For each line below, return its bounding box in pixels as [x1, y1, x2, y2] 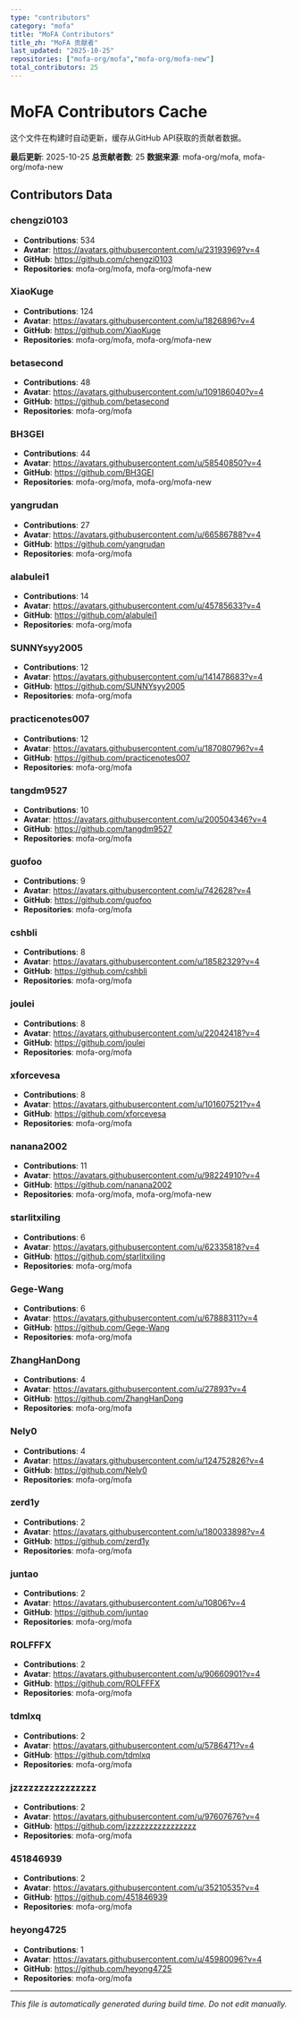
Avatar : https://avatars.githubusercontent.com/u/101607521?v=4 [22, 1099, 262, 1110]
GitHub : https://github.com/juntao [22, 1607, 149, 1618]
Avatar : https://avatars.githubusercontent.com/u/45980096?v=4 [22, 1954, 263, 1964]
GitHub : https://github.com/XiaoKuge [22, 324, 162, 336]
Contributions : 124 [22, 305, 94, 316]
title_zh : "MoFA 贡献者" [10, 38, 99, 47]
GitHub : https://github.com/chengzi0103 [22, 253, 173, 264]
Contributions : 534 [22, 235, 96, 245]
